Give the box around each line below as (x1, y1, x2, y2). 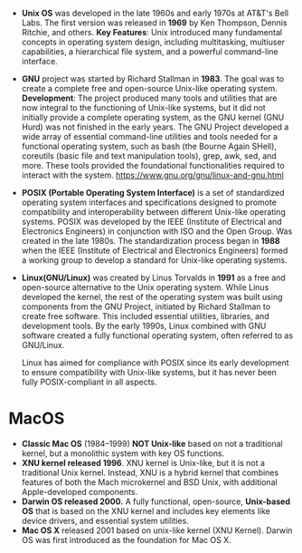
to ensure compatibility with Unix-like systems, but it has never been (21, 367, 278, 377)
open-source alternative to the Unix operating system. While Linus (21, 282, 269, 293)
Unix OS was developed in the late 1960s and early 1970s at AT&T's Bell (21, 8, 289, 18)
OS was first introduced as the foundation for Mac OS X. (21, 534, 231, 545)
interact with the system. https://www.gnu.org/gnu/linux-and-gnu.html (21, 170, 284, 180)
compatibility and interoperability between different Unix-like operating (21, 207, 286, 217)
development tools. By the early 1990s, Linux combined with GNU (21, 321, 267, 331)
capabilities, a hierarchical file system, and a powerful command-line (21, 46, 279, 57)
